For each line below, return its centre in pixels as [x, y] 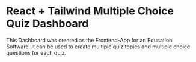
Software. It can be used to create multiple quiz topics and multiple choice [98, 46]
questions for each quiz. [36, 52]
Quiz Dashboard [47, 24]
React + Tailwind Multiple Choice [90, 11]
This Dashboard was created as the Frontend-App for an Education [89, 40]
